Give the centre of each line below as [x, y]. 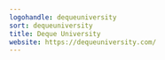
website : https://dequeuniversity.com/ [83, 42]
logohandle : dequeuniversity [63, 17]
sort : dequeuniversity [51, 26]
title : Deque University [55, 34]
